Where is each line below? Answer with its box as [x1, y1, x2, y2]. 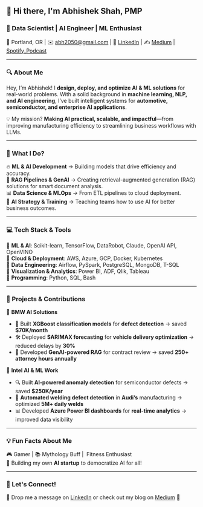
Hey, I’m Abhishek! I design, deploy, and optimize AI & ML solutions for [6, 84, 185, 91]
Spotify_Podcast [6, 47, 47, 54]
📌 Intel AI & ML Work [6, 367, 59, 374]
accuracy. [6, 170, 31, 177]
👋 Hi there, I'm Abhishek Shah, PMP [6, 6, 143, 16]
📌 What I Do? [6, 149, 45, 157]
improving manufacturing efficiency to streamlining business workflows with [6, 122, 196, 129]
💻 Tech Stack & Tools [6, 226, 71, 234]
